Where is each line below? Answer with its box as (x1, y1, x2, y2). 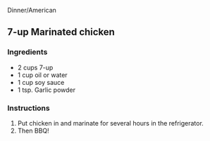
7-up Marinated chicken (7, 26, 115, 38)
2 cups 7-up (17, 63, 54, 72)
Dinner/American (7, 6, 56, 14)
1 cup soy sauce (17, 78, 65, 86)
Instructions (7, 103, 51, 113)
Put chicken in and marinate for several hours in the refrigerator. (17, 119, 204, 127)
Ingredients (7, 47, 48, 57)
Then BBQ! (17, 126, 49, 135)
